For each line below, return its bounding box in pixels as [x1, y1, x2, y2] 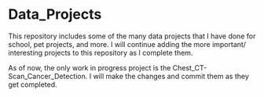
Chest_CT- [172, 63, 207, 72]
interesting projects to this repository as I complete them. [8, 48, 193, 57]
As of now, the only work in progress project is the [8, 63, 171, 72]
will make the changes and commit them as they [93, 71, 249, 81]
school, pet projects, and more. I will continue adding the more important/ [8, 39, 246, 48]
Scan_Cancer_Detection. [8, 71, 88, 81]
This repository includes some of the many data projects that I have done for [8, 31, 256, 41]
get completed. [8, 80, 57, 89]
